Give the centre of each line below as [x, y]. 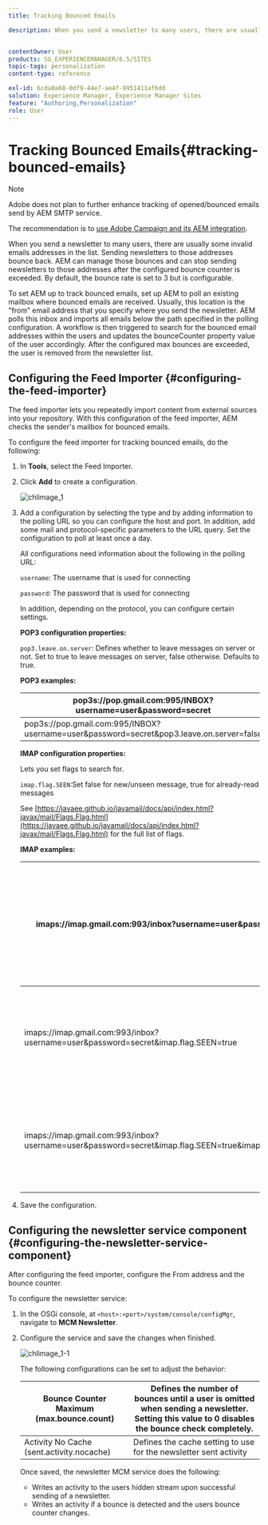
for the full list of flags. [148, 834]
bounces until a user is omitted [195, 1399]
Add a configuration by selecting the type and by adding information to [136, 513]
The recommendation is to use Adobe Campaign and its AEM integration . [128, 229]
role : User [26, 110]
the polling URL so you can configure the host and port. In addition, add [137, 521]
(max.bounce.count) [75, 1419]
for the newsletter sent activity [190, 1452]
